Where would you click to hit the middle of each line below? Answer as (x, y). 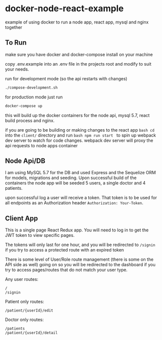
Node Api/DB (25, 161)
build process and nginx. (30, 120)
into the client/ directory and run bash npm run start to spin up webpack (81, 135)
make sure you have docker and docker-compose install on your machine (79, 54)
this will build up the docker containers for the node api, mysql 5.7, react (77, 115)
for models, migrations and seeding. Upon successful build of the (71, 178)
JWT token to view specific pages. (40, 235)
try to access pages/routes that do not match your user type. (66, 270)
